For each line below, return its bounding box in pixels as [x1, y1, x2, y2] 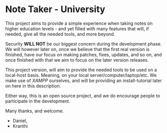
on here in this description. [5, 82, 61, 89]
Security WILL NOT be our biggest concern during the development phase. [5, 40, 162, 47]
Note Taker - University [5, 4, 105, 15]
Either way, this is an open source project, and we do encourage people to [5, 93, 160, 99]
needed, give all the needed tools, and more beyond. [5, 31, 115, 37]
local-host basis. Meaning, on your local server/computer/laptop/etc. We [5, 72, 157, 78]
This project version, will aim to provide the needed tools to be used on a [5, 67, 157, 73]
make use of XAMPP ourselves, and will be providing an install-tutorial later [5, 77, 162, 83]
